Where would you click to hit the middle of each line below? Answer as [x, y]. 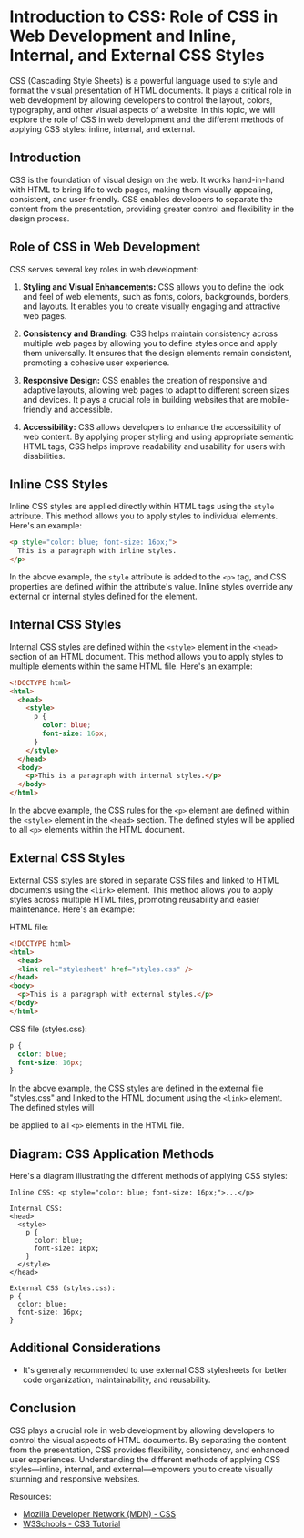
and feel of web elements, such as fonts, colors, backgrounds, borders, [157, 296]
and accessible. [84, 409]
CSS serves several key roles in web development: [104, 269]
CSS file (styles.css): [49, 1029]
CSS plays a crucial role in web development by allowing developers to [142, 1430]
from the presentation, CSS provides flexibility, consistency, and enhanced [149, 1450]
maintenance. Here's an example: [72, 909]
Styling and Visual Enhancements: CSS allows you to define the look [153, 287]
